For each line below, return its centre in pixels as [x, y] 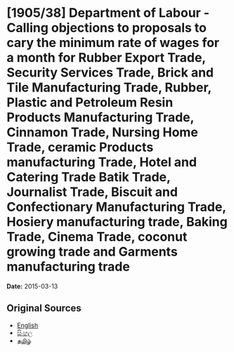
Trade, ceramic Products [80, 147]
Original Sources [44, 308]
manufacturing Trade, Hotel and [102, 162]
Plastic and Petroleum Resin [90, 103]
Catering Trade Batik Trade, [89, 177]
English [27, 325]
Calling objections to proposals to [106, 28]
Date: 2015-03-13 [32, 286]
